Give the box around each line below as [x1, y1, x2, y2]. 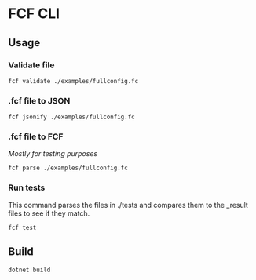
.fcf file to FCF [8, 131, 64, 142]
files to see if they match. [8, 209, 90, 218]
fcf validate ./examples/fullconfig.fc [8, 77, 139, 85]
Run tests [8, 182, 46, 193]
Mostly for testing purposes [8, 149, 98, 158]
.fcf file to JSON [8, 95, 71, 106]
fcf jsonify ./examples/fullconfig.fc [8, 113, 135, 122]
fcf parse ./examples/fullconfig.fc [8, 164, 128, 173]
